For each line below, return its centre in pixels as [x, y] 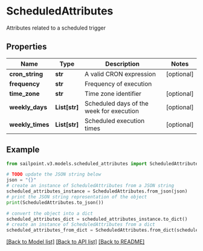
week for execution [111, 111]
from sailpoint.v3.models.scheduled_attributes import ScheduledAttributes [104, 164]
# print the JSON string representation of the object [77, 197]
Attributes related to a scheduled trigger [56, 28]
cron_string [26, 74]
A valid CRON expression [120, 74]
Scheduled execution [114, 121]
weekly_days [28, 107]
